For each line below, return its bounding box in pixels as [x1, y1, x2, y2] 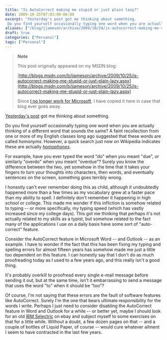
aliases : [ [5, 26, 28, 31]
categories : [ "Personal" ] [5, 35, 59, 40]
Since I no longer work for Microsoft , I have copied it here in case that [17, 98, 161, 104]
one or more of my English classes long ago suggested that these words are [5, 133, 161, 139]
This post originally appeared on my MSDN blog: [17, 63, 117, 69]
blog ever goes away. [17, 103, 62, 109]
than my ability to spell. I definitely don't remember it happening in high [5, 194, 151, 200]
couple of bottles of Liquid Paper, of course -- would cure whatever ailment [5, 324, 160, 330]
